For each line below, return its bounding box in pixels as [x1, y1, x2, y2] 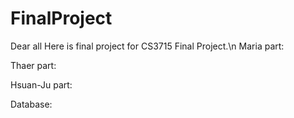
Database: [10, 98, 53, 110]
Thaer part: [10, 59, 57, 71]
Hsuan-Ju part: [10, 78, 73, 91]
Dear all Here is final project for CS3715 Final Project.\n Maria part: [10, 40, 285, 52]
